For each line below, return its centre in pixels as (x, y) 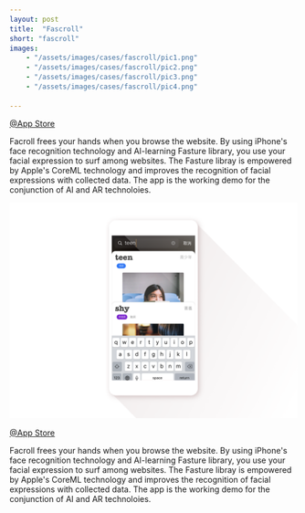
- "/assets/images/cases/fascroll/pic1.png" (112, 58)
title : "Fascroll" (47, 29)
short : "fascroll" (44, 38)
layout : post (34, 19)
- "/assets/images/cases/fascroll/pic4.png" (112, 87)
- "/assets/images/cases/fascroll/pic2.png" (112, 68)
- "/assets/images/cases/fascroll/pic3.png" (112, 78)
